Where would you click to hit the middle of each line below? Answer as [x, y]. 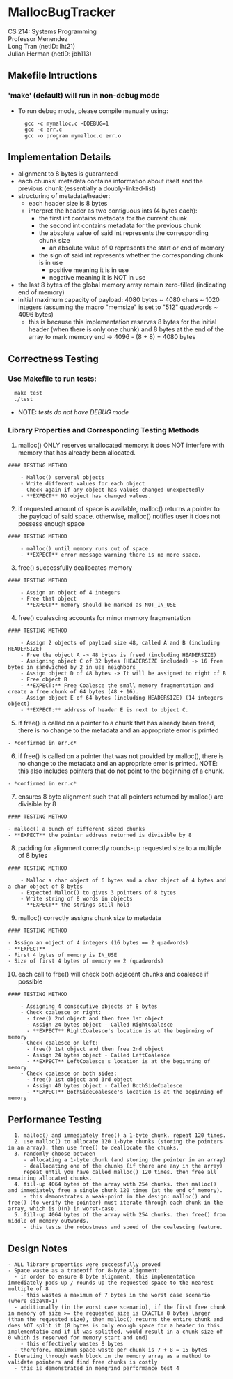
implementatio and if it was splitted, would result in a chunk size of [115, 1332]
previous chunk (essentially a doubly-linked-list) [87, 188]
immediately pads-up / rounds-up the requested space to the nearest [111, 1283]
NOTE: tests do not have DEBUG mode [73, 412]
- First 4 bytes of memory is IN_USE [63, 955]
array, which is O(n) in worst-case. [63, 1209]
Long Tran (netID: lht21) [42, 46]
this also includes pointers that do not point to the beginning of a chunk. [121, 771]
